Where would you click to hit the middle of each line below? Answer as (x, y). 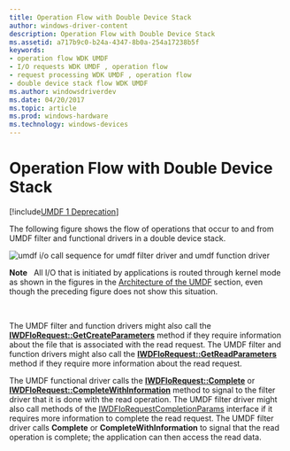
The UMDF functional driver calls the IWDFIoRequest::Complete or (132, 380)
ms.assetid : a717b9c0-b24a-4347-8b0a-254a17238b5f (104, 42)
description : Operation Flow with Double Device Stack (112, 34)
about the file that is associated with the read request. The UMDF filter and (145, 344)
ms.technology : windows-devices (69, 125)
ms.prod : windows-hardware (59, 116)
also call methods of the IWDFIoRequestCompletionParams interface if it (141, 408)
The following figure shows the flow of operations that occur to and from (141, 229)
